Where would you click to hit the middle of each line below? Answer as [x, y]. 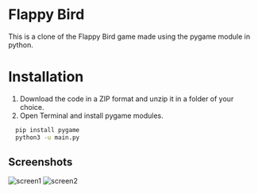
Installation [46, 77]
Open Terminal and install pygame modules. [92, 115]
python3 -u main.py [48, 137]
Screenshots [40, 163]
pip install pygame [48, 130]
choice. [32, 107]
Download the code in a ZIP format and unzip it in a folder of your [127, 98]
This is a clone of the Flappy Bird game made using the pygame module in [129, 36]
